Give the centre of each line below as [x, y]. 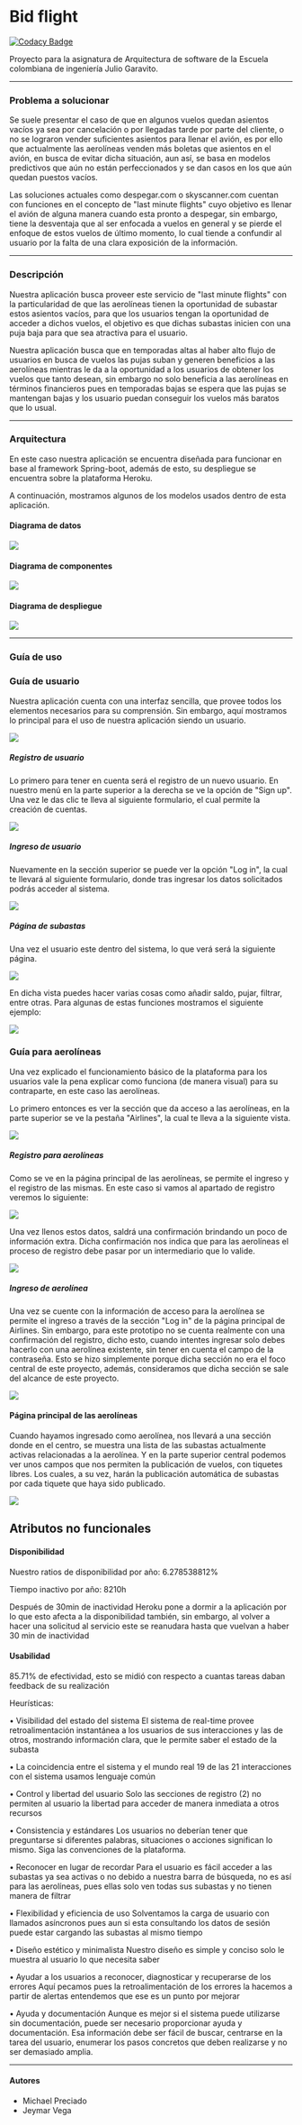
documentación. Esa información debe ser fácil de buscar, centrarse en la [146, 2032]
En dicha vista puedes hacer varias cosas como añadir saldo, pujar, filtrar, [146, 992]
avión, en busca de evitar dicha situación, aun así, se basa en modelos [140, 159]
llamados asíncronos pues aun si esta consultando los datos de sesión [140, 1922]
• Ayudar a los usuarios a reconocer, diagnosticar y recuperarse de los [140, 1976]
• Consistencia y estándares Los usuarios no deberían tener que [129, 1830]
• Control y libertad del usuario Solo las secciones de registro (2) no [136, 1793]
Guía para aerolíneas [55, 1052]
